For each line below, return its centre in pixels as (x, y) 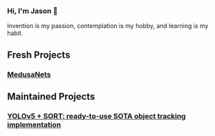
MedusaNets (29, 74)
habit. (15, 33)
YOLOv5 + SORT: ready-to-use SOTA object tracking (97, 116)
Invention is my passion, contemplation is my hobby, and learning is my (108, 26)
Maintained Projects (51, 97)
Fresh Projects (39, 55)
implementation (34, 124)
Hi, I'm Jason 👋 (33, 11)
